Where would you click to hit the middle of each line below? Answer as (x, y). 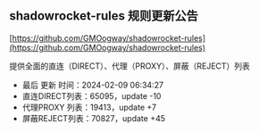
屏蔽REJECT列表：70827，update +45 (93, 118)
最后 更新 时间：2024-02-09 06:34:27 (92, 85)
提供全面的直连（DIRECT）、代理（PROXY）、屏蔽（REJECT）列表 (129, 66)
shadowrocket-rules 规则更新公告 (104, 16)
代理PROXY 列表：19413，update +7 (89, 107)
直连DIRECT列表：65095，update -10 (92, 95)
